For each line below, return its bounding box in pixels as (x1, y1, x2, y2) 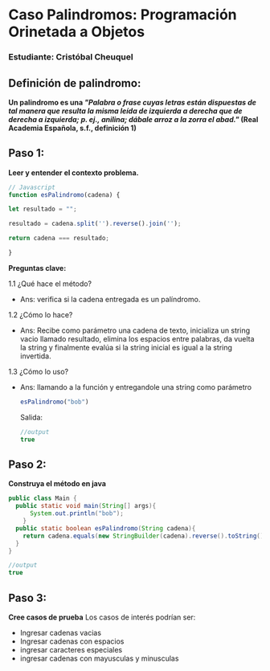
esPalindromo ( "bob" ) (19, 398, 89, 406)
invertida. (19, 351, 51, 361)
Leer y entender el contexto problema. (8, 167, 139, 178)
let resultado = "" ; (8, 205, 78, 214)
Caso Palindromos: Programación (8, 6, 237, 24)
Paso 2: (8, 458, 47, 471)
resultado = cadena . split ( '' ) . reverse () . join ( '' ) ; (8, 219, 182, 228)
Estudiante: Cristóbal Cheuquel (8, 51, 134, 63)
